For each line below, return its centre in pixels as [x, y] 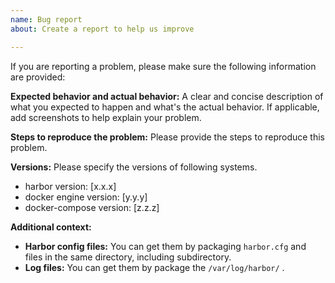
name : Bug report [46, 19]
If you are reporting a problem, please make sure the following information [163, 66]
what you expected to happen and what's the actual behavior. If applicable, [165, 107]
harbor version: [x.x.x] [70, 186]
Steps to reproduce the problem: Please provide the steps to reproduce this [168, 137]
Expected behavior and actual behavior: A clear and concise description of [167, 96]
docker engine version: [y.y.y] [86, 197]
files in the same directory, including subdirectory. [128, 257]
